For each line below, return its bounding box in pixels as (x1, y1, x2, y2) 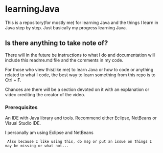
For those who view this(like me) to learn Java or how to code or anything (5, 66, 154, 72)
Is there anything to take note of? (5, 39, 108, 47)
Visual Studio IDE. (5, 120, 41, 126)
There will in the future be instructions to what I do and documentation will (5, 52, 155, 58)
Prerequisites (5, 104, 38, 110)
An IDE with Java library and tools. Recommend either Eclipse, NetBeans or (5, 115, 157, 121)
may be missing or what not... (5, 143, 69, 149)
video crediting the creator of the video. (5, 91, 86, 97)
